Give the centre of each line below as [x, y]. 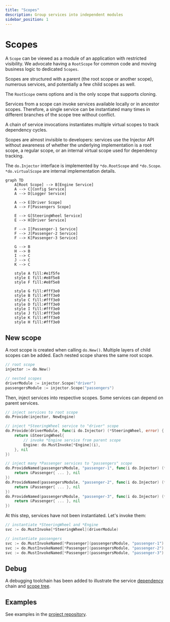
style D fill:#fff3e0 [37, 304]
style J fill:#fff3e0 [37, 314]
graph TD [14, 180]
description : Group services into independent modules [64, 15]
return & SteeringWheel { [39, 436]
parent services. [22, 403]
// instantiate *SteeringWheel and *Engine [52, 525]
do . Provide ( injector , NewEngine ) [40, 417]
